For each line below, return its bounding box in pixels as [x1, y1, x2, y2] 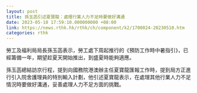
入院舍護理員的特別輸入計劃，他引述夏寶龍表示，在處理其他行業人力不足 [16, 74, 191, 81]
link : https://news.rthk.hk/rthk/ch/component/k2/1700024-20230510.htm [6, 24, 185, 31]
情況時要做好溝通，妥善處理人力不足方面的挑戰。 [6, 81, 124, 88]
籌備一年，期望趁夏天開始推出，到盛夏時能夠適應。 [11, 54, 135, 61]
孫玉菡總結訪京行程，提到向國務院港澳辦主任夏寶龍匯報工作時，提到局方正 [6, 66, 186, 73]
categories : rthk [6, 30, 49, 36]
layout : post [6, 8, 38, 15]
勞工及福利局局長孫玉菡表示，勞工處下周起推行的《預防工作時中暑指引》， [6, 47, 184, 54]
